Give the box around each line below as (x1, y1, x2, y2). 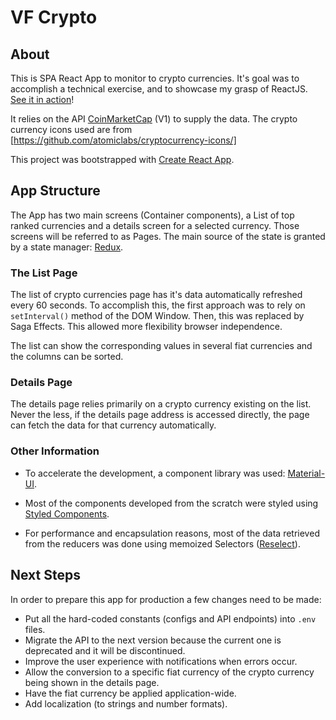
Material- (287, 467, 326, 479)
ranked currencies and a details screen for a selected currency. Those (10, 219, 300, 231)
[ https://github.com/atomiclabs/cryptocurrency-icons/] (10, 134, 237, 146)
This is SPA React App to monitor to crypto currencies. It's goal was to (10, 72, 300, 84)
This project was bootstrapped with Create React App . (10, 154, 235, 165)
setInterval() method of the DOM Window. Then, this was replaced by (10, 310, 305, 322)
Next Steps (10, 567, 81, 584)
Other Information (10, 444, 100, 458)
